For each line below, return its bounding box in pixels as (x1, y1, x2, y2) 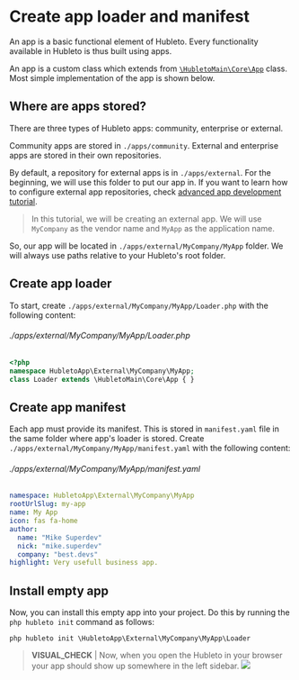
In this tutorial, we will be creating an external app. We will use (31, 213, 262, 224)
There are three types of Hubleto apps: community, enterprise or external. (9, 122, 284, 133)
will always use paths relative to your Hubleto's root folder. (9, 249, 226, 260)
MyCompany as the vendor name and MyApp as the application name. (31, 222, 276, 233)
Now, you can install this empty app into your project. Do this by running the (9, 607, 290, 618)
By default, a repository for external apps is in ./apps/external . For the (9, 167, 271, 177)
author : (9, 524, 39, 533)
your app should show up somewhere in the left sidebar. (31, 660, 240, 672)
